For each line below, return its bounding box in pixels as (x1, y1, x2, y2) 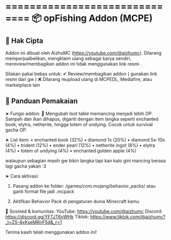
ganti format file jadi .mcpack (12, 188, 75, 194)
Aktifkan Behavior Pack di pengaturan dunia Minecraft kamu (12, 198, 139, 204)
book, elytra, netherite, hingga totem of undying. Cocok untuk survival (5, 121, 153, 127)
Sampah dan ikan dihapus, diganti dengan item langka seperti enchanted (5, 116, 159, 122)
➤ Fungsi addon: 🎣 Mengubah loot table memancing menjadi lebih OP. (5, 110, 153, 116)
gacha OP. (5, 127, 27, 133)
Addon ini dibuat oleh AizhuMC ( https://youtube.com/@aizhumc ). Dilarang (5, 50, 162, 56)
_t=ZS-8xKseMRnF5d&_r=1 (5, 219, 62, 225)
